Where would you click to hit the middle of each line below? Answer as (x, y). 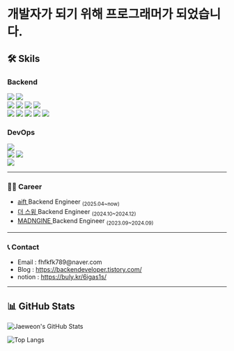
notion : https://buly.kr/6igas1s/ (62, 277)
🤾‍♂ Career (25, 187)
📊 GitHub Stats (41, 306)
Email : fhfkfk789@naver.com (60, 262)
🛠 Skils (24, 59)
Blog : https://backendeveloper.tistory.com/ (79, 270)
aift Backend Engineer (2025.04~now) (68, 203)
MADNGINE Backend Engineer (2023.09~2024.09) (85, 222)
